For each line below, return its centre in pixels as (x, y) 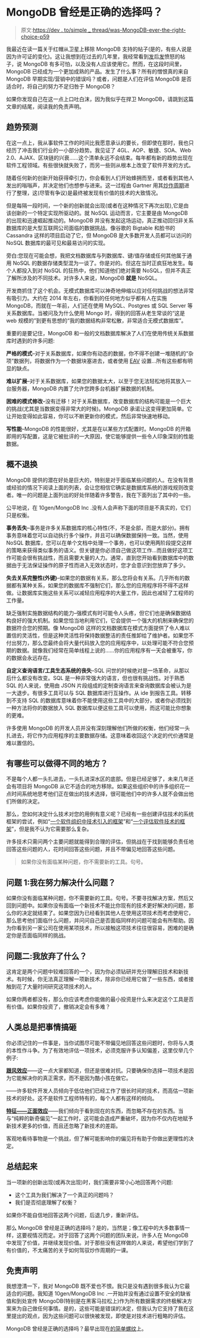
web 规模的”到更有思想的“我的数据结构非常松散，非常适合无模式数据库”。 (96, 320)
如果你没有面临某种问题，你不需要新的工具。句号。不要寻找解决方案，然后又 (100, 898)
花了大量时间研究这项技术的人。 (56, 986)
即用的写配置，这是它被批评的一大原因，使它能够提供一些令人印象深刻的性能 (100, 436)
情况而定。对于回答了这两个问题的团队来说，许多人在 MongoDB (110, 1235)
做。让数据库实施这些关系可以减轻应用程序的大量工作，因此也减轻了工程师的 (100, 593)
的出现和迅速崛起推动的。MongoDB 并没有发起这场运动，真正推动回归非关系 (100, 220)
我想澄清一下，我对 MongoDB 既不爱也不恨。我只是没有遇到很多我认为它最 (98, 1286)
